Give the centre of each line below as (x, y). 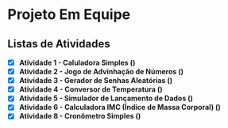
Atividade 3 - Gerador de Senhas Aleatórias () (96, 81)
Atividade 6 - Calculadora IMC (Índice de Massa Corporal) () (120, 107)
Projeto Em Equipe (69, 15)
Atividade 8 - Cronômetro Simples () (80, 116)
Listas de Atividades (59, 44)
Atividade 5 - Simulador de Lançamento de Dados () (106, 98)
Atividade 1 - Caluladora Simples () (77, 62)
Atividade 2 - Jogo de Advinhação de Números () (101, 72)
